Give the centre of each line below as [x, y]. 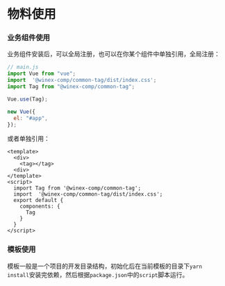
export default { [39, 201]
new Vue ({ [22, 112]
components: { [40, 207]
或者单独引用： [28, 139]
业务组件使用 [29, 37]
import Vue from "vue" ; [42, 74]
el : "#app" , [31, 118]
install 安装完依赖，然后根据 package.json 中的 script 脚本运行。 [98, 274]
